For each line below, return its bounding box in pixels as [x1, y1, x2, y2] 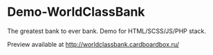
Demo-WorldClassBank [7, 4, 145, 20]
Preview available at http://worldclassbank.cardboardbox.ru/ [7, 40, 180, 48]
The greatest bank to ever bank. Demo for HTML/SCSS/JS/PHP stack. [7, 27, 206, 35]
